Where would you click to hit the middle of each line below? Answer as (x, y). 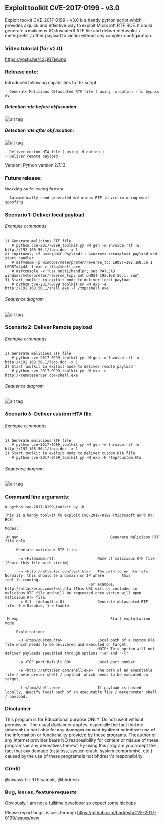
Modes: (12, 528)
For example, (102, 584)
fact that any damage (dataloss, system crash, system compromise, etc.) (79, 751)
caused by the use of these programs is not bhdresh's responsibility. (74, 756)
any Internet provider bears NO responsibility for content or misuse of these (82, 740)
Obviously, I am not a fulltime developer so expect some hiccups (70, 803)
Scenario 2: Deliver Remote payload (49, 327)
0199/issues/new (22, 818)
